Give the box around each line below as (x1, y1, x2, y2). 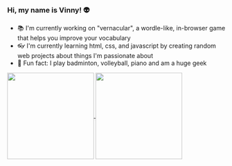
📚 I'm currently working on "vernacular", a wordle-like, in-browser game (17, 24, 226, 33)
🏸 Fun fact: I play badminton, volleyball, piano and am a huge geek (17, 59, 207, 67)
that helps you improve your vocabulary (17, 34, 131, 42)
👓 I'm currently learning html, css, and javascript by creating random (17, 41, 217, 50)
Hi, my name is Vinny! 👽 (7, 5, 90, 15)
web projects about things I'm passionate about (17, 52, 154, 60)
